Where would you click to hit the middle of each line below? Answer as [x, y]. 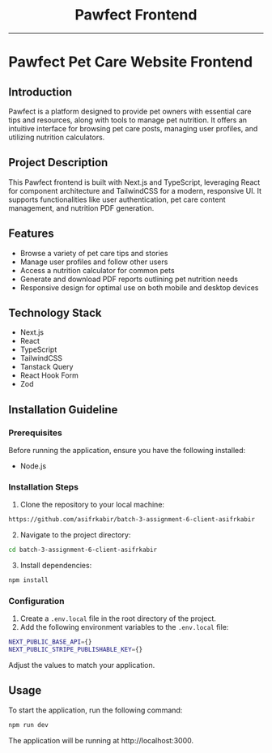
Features [31, 234]
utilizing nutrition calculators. [57, 137]
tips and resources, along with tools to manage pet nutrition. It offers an [128, 120]
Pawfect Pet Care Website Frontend [131, 62]
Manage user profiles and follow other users [94, 262]
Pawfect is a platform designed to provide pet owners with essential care [130, 111]
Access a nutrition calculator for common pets [98, 270]
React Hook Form [49, 375]
